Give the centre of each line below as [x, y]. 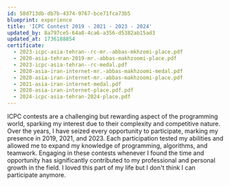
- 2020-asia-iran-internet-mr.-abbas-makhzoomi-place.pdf [98, 77]
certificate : [26, 45]
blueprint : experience [40, 20]
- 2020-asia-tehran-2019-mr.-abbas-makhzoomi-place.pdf [95, 59]
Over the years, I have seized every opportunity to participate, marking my [113, 131]
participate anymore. [37, 175]
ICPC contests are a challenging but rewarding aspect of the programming [113, 116]
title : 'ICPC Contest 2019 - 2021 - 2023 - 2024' [80, 26]
